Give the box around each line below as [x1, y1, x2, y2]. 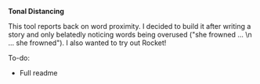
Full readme [19, 68, 58, 77]
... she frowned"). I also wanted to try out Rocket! [8, 38, 167, 47]
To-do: [8, 54, 30, 62]
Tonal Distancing [8, 7, 65, 16]
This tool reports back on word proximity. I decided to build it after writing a [8, 22, 251, 30]
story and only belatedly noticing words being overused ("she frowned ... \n [8, 30, 252, 39]
